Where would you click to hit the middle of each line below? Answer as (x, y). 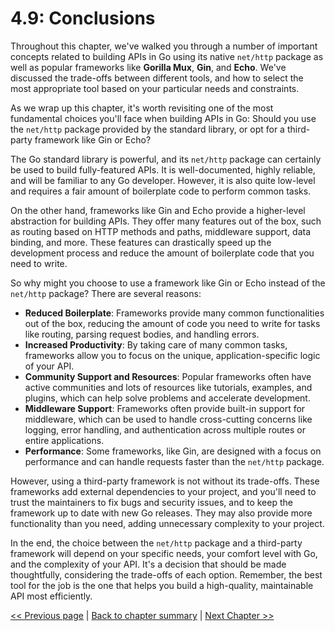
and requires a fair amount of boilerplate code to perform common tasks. (161, 191)
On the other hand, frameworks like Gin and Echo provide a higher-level (158, 210)
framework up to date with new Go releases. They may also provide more (161, 513)
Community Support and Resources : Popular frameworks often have (168, 376)
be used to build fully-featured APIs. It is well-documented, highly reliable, (163, 169)
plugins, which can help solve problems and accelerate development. (167, 398)
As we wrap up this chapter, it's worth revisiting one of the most (142, 108)
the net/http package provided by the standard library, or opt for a (147, 129)
